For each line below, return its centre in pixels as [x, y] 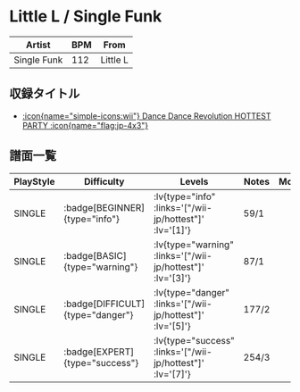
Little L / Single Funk [86, 17]
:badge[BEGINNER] [104, 207]
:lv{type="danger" [192, 292]
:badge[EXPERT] [99, 352]
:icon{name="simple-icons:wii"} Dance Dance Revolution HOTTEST [146, 116]
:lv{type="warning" [194, 245]
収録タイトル [45, 94]
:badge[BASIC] [96, 255]
